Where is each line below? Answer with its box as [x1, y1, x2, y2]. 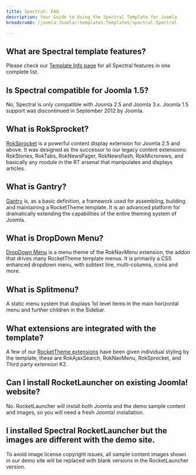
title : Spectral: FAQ [6, 8, 59, 15]
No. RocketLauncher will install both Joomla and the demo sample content [6, 402, 186, 409]
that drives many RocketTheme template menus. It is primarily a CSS [6, 255, 172, 262]
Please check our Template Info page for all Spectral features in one [6, 62, 171, 69]
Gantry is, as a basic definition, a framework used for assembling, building [6, 198, 186, 205]
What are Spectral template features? [6, 46, 146, 56]
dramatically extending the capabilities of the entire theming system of [6, 210, 177, 217]
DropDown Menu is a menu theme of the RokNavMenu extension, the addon [6, 249, 191, 256]
